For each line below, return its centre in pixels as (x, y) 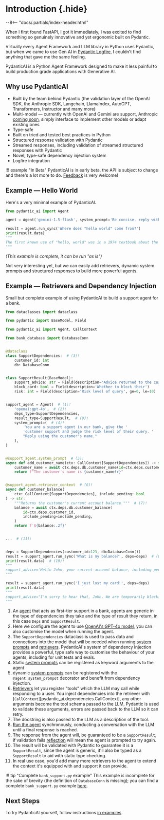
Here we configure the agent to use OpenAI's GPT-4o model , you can (82, 626)
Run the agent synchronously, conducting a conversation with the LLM (83, 725)
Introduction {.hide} (46, 9)
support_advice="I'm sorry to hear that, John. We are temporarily (75, 597)
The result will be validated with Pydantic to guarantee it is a (73, 745)
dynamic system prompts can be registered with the (65, 672)
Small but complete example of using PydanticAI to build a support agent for (82, 298)
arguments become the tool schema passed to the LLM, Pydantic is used (86, 704)
